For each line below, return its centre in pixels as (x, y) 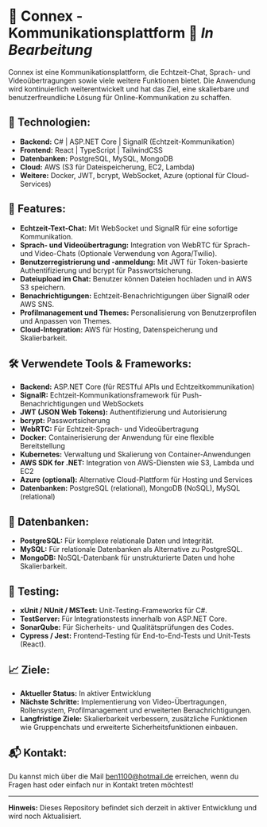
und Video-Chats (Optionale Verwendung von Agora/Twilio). (118, 253)
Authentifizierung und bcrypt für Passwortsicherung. (106, 270)
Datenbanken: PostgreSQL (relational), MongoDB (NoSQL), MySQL (130, 488)
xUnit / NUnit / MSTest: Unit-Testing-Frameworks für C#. (114, 610)
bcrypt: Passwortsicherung (65, 421)
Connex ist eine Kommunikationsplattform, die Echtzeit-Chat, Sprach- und (130, 72)
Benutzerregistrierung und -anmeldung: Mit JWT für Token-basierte (134, 262)
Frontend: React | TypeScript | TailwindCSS (91, 149)
